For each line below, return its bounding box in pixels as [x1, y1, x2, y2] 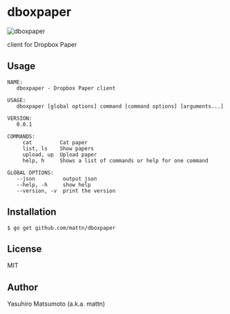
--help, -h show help [16, 181, 91, 188]
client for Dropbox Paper [7, 40, 77, 48]
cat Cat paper [22, 139, 88, 146]
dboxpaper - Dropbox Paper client [16, 84, 116, 92]
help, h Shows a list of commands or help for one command [22, 157, 209, 164]
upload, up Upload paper [22, 151, 97, 158]
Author [7, 281, 38, 293]
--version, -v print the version [16, 187, 116, 194]
